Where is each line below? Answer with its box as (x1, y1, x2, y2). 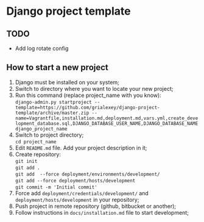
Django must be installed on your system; (15, 78, 120, 86)
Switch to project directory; (15, 131, 84, 138)
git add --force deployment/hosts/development (15, 177, 136, 184)
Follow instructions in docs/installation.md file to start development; (15, 209, 189, 216)
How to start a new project (6, 62, 108, 73)
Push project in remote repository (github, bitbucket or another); (15, 202, 177, 210)
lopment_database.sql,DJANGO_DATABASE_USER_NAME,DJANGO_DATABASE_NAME (15, 120, 199, 126)
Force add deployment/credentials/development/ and (15, 189, 149, 196)
